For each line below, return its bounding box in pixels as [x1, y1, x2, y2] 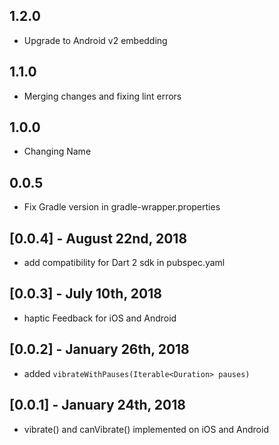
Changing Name [23, 145, 92, 158]
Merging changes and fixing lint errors [23, 90, 182, 102]
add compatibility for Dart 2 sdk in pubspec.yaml [23, 257, 226, 269]
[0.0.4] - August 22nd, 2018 [9, 230, 188, 247]
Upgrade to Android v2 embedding [23, 34, 168, 46]
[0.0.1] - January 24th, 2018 [9, 397, 186, 414]
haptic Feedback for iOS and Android [23, 312, 177, 324]
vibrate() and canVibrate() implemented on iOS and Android [23, 423, 269, 435]
